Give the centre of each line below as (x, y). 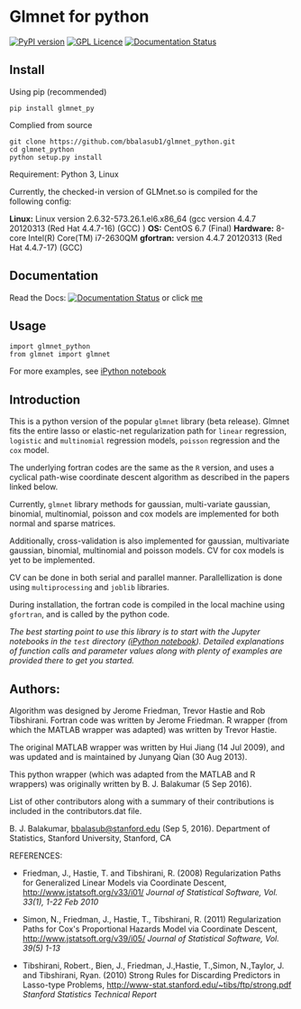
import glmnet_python (50, 347)
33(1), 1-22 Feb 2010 (60, 902)
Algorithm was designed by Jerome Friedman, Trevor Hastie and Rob (137, 711)
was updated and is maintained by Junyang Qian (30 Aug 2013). (128, 757)
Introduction (45, 399)
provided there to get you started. (72, 661)
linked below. (34, 487)
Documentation (54, 276)
